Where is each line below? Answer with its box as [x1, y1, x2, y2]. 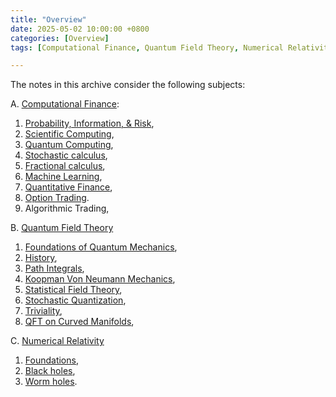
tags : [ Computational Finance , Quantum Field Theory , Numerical [10, 42, 284, 53]
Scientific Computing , [24, 128, 115, 140]
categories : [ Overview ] [10, 33, 110, 43]
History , [24, 252, 58, 264]
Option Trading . [24, 192, 90, 204]
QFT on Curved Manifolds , [24, 316, 135, 328]
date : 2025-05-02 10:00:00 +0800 [10, 24, 150, 34]
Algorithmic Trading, [24, 202, 110, 215]
